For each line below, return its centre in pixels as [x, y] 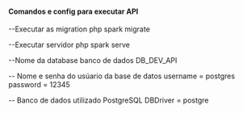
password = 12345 [39, 85]
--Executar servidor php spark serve [69, 45]
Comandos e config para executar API [73, 11]
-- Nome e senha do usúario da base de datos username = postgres [122, 76]
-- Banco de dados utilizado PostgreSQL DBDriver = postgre [109, 100]
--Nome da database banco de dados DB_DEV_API [93, 61]
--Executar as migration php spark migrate [80, 29]
